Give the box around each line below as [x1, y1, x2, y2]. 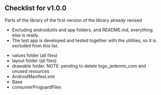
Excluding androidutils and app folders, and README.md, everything [11, 27, 153, 33]
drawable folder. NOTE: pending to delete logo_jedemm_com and [11, 63, 147, 69]
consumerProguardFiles [11, 84, 62, 90]
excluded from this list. [11, 42, 59, 49]
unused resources [11, 68, 49, 74]
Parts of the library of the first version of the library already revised [4, 17, 143, 23]
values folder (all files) [11, 52, 58, 58]
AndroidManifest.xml [11, 73, 55, 79]
